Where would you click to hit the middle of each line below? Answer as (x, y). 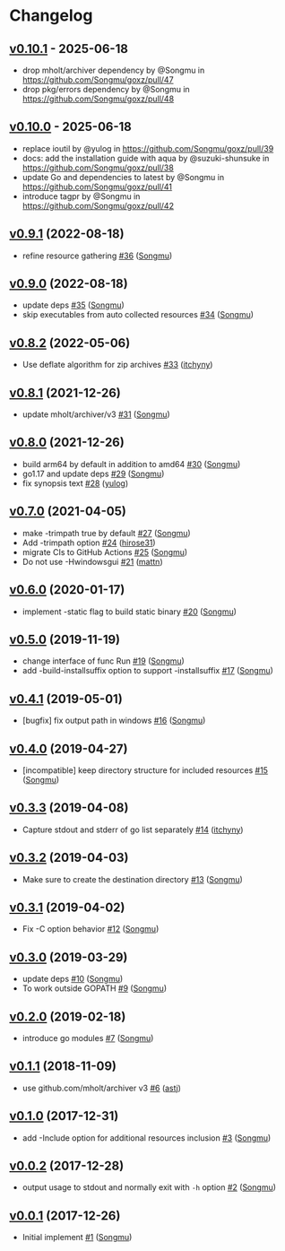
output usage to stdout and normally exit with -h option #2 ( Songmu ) (149, 1187)
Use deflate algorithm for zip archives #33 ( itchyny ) (117, 365)
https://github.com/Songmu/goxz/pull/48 (98, 99)
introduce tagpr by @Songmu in (81, 196)
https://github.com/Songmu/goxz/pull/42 (98, 205)
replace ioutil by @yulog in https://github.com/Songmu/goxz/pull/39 (148, 148)
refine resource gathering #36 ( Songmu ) (97, 256)
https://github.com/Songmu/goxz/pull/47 (98, 80)
